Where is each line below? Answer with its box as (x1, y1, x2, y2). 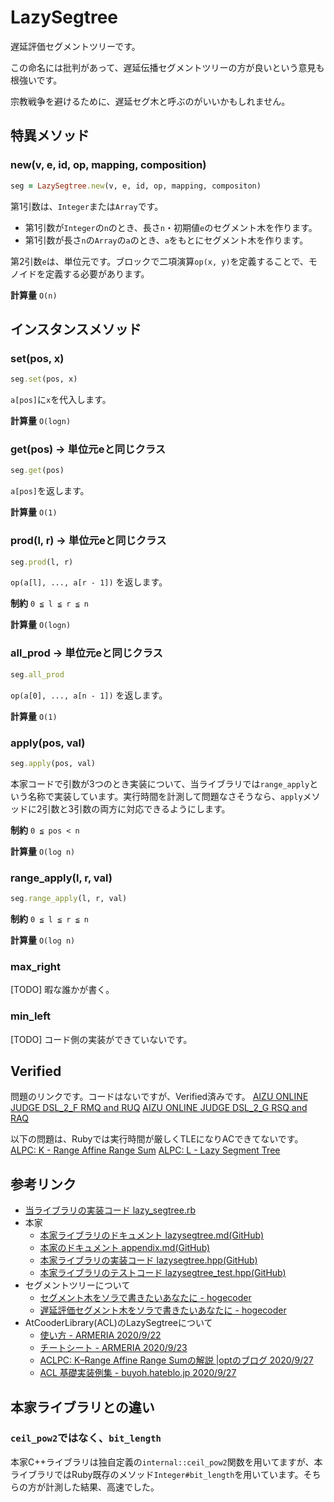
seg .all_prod (10, 669, 65, 680)
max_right (10, 959, 61, 973)
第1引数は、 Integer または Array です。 (10, 200, 164, 212)
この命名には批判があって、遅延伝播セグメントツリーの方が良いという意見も (10, 61, 325, 73)
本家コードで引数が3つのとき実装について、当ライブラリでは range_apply (10, 777, 310, 790)
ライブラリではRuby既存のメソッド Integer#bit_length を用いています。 (10, 1468, 304, 1480)
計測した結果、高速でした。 (44, 1481, 160, 1493)
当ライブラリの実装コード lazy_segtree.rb (24, 1204, 197, 1216)
